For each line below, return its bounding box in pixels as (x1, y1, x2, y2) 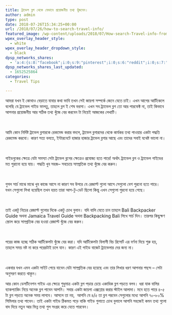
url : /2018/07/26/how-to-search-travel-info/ (5, 27, 104, 32)
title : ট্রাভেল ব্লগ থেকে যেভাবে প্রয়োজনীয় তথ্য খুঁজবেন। (5, 7, 88, 13)
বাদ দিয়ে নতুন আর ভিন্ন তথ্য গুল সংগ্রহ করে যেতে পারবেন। (5, 303, 90, 310)
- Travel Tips (10, 79, 40, 84)
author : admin (5, 12, 36, 17)
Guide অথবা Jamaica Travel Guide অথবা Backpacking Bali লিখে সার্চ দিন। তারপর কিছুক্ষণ (5, 213, 165, 219)
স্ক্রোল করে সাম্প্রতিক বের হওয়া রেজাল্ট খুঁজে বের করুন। (5, 218, 84, 224)
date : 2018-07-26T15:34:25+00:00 (5, 22, 77, 27)
